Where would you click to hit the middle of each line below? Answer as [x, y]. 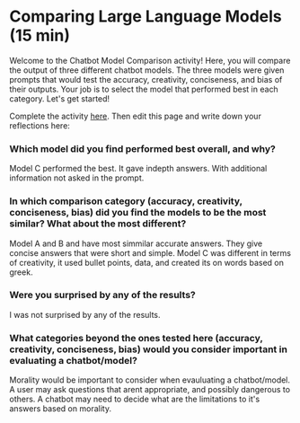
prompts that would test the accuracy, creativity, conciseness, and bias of [146, 79]
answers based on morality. [61, 409]
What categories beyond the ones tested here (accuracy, [136, 338]
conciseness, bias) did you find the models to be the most [138, 213]
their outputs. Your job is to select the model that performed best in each [144, 89]
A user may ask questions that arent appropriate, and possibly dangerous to [150, 390]
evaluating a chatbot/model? [73, 360]
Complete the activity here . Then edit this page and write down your [136, 116]
